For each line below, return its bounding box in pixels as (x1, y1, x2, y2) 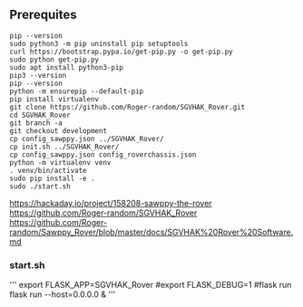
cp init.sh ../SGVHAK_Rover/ (9, 142, 120, 151)
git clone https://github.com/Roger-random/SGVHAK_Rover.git (9, 102, 246, 111)
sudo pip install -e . (9, 174, 95, 183)
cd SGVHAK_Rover (9, 110, 71, 120)
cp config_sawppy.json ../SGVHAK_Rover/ (9, 134, 165, 143)
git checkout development (9, 126, 107, 135)
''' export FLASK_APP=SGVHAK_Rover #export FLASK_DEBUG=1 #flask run (9, 280, 292, 291)
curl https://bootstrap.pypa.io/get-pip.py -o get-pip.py (9, 47, 233, 56)
